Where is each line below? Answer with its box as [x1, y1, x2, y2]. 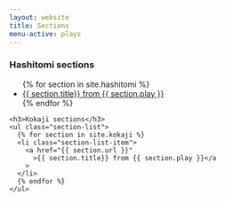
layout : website [9, 12, 69, 22]
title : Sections [9, 21, 69, 30]
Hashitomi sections [9, 58, 95, 71]
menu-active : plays [9, 29, 82, 38]
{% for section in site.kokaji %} [17, 130, 145, 139]
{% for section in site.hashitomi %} [21, 79, 150, 89]
